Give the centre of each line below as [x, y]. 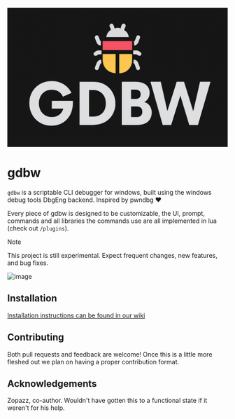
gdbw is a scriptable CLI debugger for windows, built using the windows [109, 192]
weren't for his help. [36, 408]
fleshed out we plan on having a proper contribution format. [93, 362]
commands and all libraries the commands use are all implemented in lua [112, 221]
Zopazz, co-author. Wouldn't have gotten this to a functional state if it [107, 401]
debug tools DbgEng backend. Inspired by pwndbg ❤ [85, 200]
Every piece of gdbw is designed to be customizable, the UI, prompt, [106, 213]
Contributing [36, 337]
